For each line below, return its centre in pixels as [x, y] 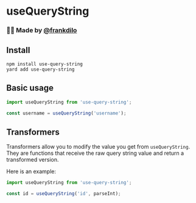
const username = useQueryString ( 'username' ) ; [66, 113]
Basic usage [30, 88]
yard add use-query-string [40, 69]
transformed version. [33, 160]
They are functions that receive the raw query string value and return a [95, 153]
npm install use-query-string [45, 64]
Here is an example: [31, 171]
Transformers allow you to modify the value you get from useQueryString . [98, 147]
